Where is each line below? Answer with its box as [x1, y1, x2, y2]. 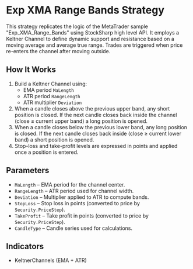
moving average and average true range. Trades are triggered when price [6, 42, 183, 49]
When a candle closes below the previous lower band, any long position [14, 123, 188, 130]
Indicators [6, 241, 44, 251]
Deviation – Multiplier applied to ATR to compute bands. [14, 194, 149, 201]
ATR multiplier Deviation [23, 99, 82, 106]
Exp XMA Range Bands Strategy [6, 4, 165, 17]
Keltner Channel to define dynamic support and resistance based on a [6, 35, 175, 42]
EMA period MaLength [23, 86, 74, 94]
